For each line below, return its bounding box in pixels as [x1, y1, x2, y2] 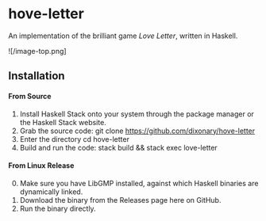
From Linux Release [8, 161, 75, 170]
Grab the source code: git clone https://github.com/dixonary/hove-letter [19, 126, 256, 135]
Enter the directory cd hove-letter [19, 134, 129, 143]
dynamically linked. [19, 187, 83, 196]
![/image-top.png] [8, 46, 67, 55]
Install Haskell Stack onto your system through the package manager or [19, 109, 254, 119]
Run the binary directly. [19, 204, 97, 213]
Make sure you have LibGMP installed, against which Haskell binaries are [19, 178, 259, 188]
